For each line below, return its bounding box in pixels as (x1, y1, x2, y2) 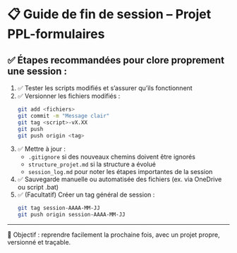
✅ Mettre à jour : (17, 144, 66, 153)
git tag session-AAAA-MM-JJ (17, 204, 100, 212)
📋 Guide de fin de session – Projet (7, 6, 212, 23)
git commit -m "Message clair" (17, 112, 110, 119)
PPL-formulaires (7, 26, 105, 42)
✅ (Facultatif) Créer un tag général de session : (17, 190, 155, 199)
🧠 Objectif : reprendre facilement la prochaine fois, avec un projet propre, (7, 230, 220, 239)
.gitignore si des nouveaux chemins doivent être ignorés (28, 153, 196, 161)
